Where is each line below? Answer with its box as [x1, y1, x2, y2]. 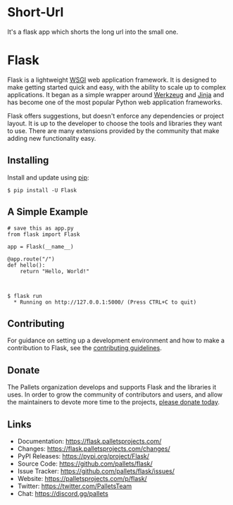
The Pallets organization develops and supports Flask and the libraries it [7, 383, 217, 392]
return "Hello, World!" [20, 268, 90, 275]
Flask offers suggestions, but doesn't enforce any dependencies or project [7, 111, 225, 120]
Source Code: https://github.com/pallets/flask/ [17, 459, 153, 468]
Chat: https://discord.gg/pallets [17, 489, 109, 497]
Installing [7, 154, 49, 166]
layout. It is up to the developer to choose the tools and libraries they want [7, 119, 222, 127]
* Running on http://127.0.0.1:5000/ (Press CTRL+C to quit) [13, 299, 197, 306]
